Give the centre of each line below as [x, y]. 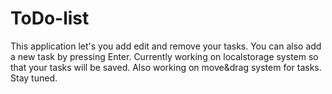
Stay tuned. [34, 78]
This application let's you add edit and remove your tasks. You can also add [166, 46]
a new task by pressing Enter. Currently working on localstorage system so [164, 56]
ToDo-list [50, 18]
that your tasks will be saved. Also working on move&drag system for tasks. [166, 67]
